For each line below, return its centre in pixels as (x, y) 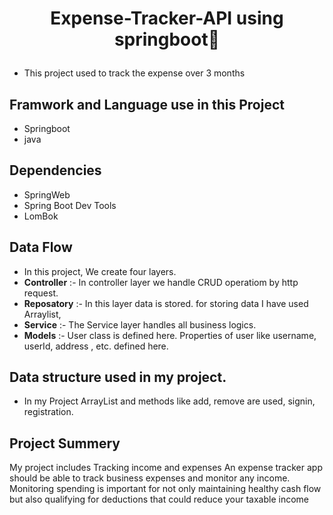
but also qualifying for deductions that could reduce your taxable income (159, 499)
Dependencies (55, 170)
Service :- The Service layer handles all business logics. (140, 324)
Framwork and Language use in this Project (147, 104)
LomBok (41, 216)
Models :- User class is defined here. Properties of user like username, (170, 335)
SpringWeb (47, 194)
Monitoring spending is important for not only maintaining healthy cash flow (165, 489)
